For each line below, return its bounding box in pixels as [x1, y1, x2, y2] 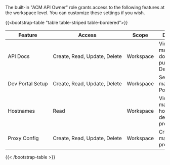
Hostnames [8, 108, 35, 114]
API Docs [8, 53, 30, 60]
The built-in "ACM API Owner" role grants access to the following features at [5, 5, 165, 10]
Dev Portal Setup [8, 80, 48, 87]
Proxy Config [8, 135, 39, 142]
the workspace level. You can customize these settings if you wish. [5, 10, 145, 16]
